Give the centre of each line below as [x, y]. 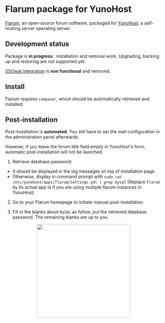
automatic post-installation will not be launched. [54, 152]
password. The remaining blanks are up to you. [60, 217]
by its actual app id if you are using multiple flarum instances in [77, 187]
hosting [13, 28]
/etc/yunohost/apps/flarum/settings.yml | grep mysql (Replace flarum [86, 182]
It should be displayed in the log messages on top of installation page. [84, 171]
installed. [14, 104]
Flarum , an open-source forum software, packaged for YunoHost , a [74, 23]
